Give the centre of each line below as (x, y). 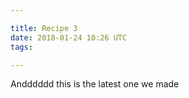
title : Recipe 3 (44, 28)
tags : (21, 47)
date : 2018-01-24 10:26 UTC (69, 37)
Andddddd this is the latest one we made (95, 84)
